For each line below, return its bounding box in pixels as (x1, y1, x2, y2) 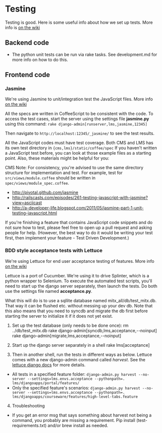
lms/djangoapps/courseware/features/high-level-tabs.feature (12, 394, 138, 399)
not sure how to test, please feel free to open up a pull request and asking (5, 225, 152, 231)
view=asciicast (12, 200, 42, 206)
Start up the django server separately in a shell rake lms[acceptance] (12, 342, 150, 348)
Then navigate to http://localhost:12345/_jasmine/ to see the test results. (5, 130, 155, 136)
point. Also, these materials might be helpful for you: (5, 155, 110, 161)
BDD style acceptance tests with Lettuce (5, 247, 103, 254)
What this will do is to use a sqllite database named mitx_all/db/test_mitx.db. (5, 297, 157, 304)
